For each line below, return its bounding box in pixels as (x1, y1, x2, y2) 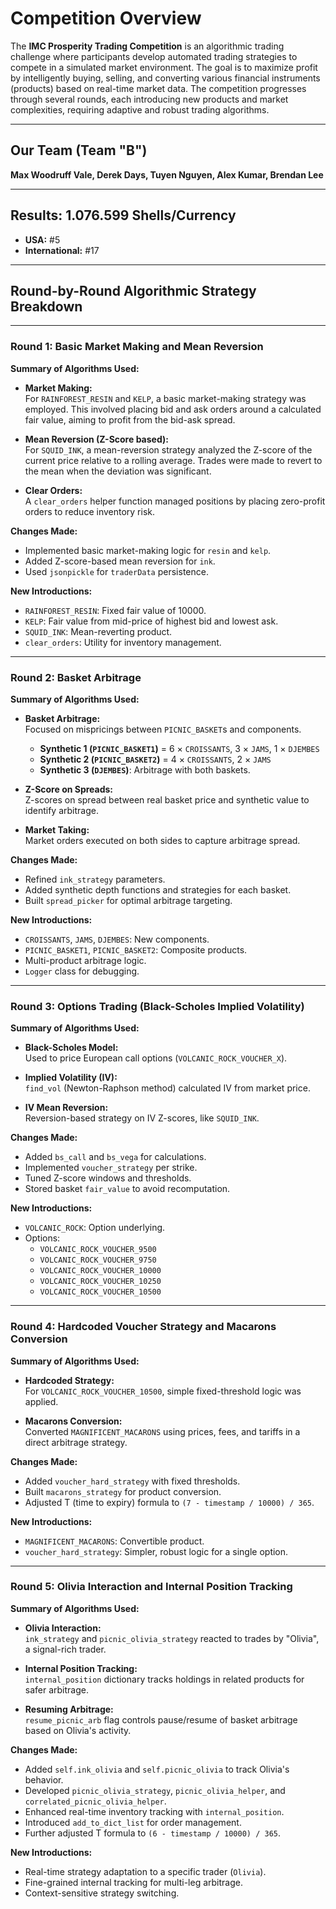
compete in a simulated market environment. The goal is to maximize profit (10, 61, 318, 73)
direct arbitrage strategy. (24, 1436, 128, 1448)
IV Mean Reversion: (24, 1102, 109, 1114)
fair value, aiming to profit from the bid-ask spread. (24, 413, 236, 426)
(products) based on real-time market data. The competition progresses (10, 82, 307, 94)
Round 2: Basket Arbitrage (10, 670, 142, 684)
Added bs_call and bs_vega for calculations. (24, 1151, 207, 1163)
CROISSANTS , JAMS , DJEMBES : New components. (24, 933, 210, 945)
